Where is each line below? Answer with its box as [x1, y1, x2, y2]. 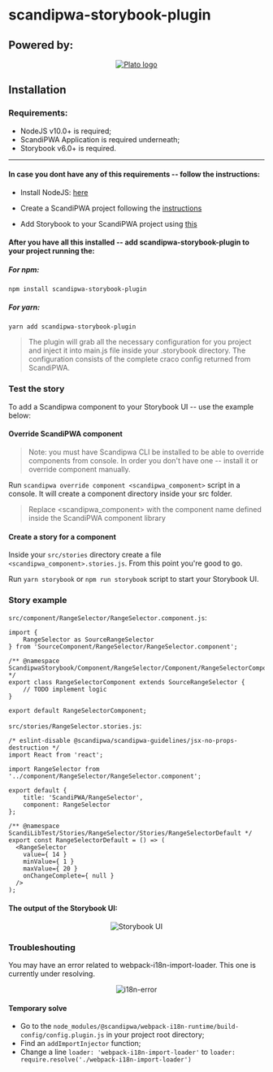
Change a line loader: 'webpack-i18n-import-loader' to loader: [19, 1047, 236, 1057]
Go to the [19, 1022, 52, 1031]
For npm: [8, 265, 40, 275]
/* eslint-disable [8, 737, 71, 745]
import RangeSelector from [8, 766, 100, 774]
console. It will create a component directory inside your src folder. [8, 488, 233, 498]
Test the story [8, 384, 65, 395]
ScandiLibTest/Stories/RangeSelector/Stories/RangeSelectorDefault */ [8, 829, 253, 838]
